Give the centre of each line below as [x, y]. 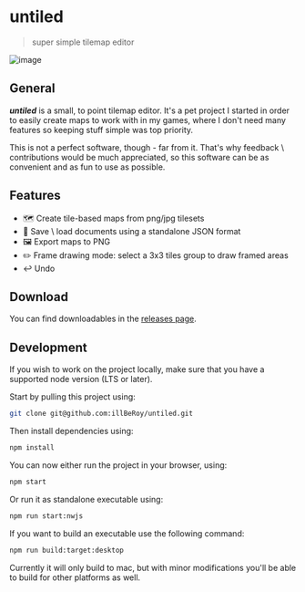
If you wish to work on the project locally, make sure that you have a [137, 369]
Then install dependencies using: [71, 431]
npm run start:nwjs [46, 516]
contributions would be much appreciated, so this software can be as [139, 157]
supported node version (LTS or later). [81, 379]
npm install [32, 448]
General [33, 88]
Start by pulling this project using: [73, 397]
